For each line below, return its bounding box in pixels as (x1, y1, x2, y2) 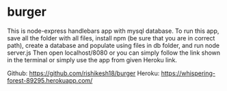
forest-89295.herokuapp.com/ (7, 76, 93, 84)
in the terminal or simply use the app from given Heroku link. (7, 55, 178, 64)
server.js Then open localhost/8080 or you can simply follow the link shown (7, 49, 221, 57)
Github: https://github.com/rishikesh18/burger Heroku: (7, 69, 160, 77)
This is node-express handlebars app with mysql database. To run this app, (7, 27, 219, 35)
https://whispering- (161, 69, 216, 77)
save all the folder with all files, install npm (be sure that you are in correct (7, 34, 215, 42)
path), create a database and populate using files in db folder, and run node (7, 41, 220, 49)
